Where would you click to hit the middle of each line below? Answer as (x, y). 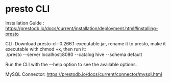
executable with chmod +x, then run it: (46, 49)
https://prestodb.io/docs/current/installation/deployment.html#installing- (82, 28)
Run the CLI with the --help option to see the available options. (71, 64)
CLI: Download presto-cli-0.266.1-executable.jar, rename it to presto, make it (86, 43)
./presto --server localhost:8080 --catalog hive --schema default (74, 54)
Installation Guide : (25, 23)
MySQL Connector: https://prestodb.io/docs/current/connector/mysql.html (84, 74)
